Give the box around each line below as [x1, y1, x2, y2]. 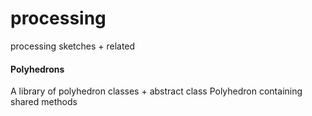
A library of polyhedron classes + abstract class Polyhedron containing [10, 85, 303, 97]
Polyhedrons [10, 63, 65, 75]
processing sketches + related [10, 40, 136, 52]
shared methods [10, 96, 78, 108]
